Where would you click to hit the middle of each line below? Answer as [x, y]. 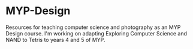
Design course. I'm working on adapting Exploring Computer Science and [96, 33]
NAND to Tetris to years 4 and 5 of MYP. [55, 40]
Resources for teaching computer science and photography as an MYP [93, 27]
